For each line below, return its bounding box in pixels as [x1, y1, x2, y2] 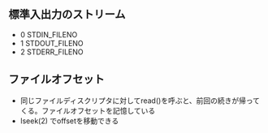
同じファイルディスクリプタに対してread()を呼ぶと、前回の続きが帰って [19, 96, 261, 105]
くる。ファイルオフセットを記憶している [19, 105, 156, 115]
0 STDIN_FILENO [19, 29, 78, 39]
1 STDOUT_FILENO [19, 38, 84, 48]
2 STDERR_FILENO [19, 47, 84, 57]
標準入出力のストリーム [8, 7, 126, 22]
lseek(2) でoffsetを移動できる [19, 116, 119, 126]
